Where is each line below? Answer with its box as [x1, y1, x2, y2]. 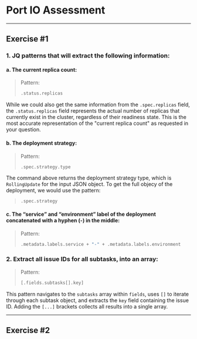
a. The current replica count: [6, 66, 77, 73]
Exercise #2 [6, 326, 50, 335]
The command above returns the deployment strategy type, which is [6, 174, 172, 182]
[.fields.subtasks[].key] [20, 280, 84, 286]
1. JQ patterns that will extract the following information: [6, 52, 170, 60]
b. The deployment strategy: [6, 139, 77, 147]
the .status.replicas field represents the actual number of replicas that [6, 107, 180, 114]
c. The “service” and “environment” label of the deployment [6, 211, 157, 218]
